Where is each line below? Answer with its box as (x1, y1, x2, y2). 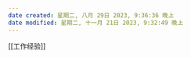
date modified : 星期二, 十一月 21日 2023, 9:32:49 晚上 (8, 19, 184, 27)
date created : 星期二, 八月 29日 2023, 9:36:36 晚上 (8, 11, 175, 20)
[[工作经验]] (8, 41, 46, 51)
